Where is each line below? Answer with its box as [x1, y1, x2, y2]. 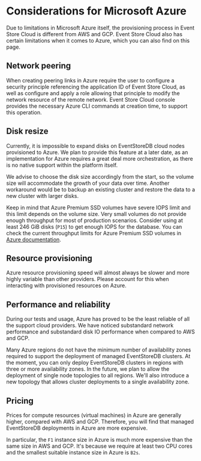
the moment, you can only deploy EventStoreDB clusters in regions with [6, 359, 184, 367]
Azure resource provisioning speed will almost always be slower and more [6, 269, 190, 276]
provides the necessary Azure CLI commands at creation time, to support [6, 102, 188, 110]
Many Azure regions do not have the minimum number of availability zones [6, 346, 191, 353]
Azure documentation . [6, 236, 61, 243]
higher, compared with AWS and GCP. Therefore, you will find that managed [6, 418, 194, 425]
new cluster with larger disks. [6, 192, 79, 199]
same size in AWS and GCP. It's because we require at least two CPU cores [6, 442, 193, 450]
